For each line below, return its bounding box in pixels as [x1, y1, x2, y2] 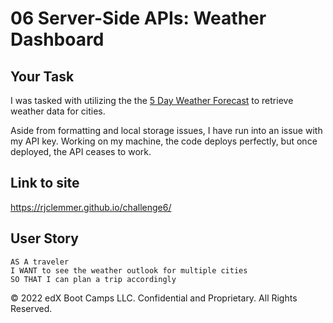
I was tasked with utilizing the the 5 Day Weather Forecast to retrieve [10, 95, 294, 106]
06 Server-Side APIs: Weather [10, 7, 267, 30]
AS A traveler [10, 257, 70, 267]
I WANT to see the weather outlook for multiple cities [10, 265, 248, 276]
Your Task [10, 68, 75, 85]
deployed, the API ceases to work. [10, 146, 152, 157]
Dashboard [10, 28, 105, 51]
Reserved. [10, 302, 53, 314]
